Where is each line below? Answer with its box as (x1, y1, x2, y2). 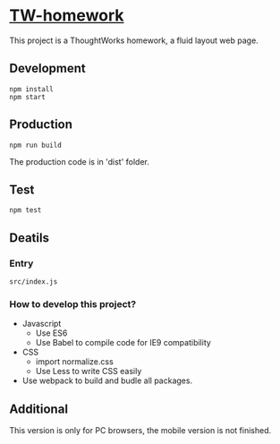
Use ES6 (35, 328, 68, 338)
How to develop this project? (9, 297, 137, 310)
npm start (9, 92, 47, 101)
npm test (9, 206, 42, 215)
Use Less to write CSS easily (35, 366, 142, 377)
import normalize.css (35, 356, 114, 367)
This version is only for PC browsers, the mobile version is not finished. (9, 425, 272, 436)
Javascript (21, 319, 62, 329)
